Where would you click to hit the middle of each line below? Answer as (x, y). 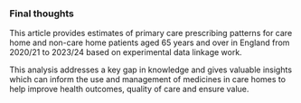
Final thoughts (42, 14)
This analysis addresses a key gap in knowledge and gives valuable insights (150, 70)
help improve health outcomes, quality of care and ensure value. (129, 89)
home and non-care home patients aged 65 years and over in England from (150, 42)
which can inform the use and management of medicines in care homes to (148, 80)
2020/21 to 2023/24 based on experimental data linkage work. (126, 52)
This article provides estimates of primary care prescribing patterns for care (151, 33)
